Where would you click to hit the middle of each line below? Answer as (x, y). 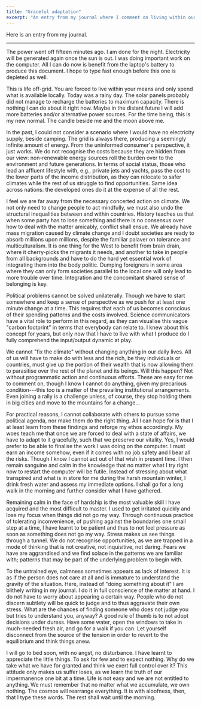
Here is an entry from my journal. (47, 34)
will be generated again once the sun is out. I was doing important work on (98, 58)
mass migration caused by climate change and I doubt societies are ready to (100, 233)
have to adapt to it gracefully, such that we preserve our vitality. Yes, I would (100, 439)
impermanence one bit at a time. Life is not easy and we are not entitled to (98, 678)
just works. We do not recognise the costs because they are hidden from (96, 151)
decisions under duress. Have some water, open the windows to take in (94, 622)
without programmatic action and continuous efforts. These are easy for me (100, 377)
